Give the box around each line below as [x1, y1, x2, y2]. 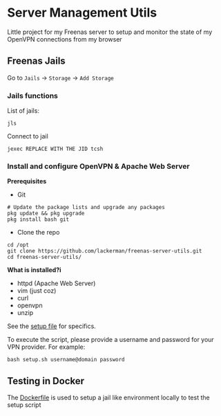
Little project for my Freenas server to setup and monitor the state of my [7, 28, 213, 36]
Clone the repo [17, 228, 60, 237]
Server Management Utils [7, 5, 157, 21]
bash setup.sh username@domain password [7, 356, 126, 363]
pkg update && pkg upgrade [7, 210, 85, 217]
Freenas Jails [7, 55, 66, 67]
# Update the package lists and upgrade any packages [7, 204, 166, 211]
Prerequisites [7, 177, 47, 186]
